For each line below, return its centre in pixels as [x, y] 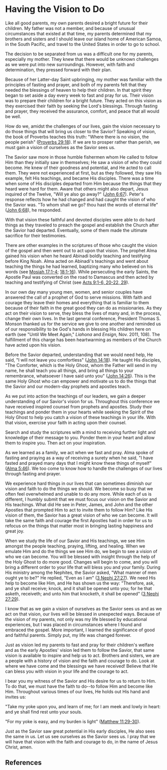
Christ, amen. [19, 747]
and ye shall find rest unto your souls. [44, 712]
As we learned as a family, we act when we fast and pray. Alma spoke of [80, 452]
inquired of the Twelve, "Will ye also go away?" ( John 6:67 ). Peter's [75, 194]
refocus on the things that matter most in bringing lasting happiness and [79, 526]
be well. [13, 116]
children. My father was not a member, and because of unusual [70, 28]
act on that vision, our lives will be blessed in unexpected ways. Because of [83, 614]
